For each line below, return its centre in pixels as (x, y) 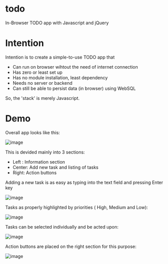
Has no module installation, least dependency (60, 77)
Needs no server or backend (42, 83)
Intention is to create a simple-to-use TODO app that (60, 57)
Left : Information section (39, 162)
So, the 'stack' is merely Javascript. (43, 98)
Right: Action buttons (34, 173)
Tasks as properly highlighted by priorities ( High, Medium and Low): (77, 207)
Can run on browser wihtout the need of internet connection (75, 67)
